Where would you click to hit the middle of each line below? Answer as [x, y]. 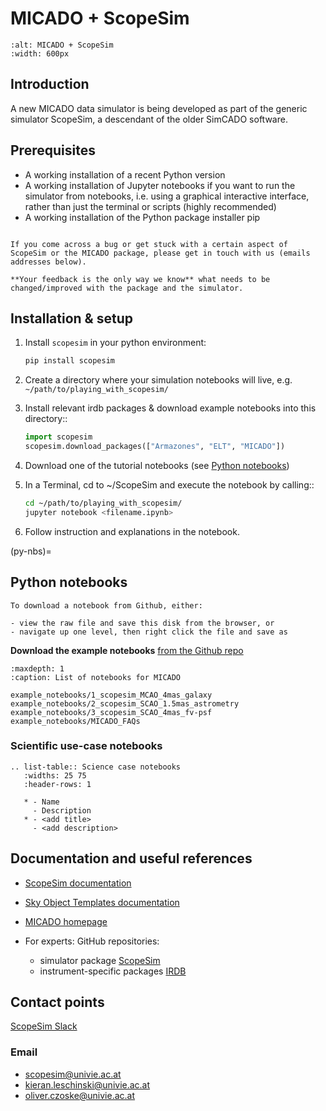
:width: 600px [40, 53]
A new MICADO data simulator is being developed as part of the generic [159, 108]
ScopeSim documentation [78, 883]
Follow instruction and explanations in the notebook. [132, 531]
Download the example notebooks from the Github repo [127, 650]
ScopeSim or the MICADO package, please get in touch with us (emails [160, 253]
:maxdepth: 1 [37, 668]
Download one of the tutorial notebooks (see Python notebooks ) [157, 465]
